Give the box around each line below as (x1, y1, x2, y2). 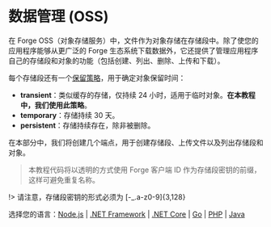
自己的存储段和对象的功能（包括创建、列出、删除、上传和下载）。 (8, 56, 225, 65)
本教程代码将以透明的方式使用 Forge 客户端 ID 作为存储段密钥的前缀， (28, 165, 261, 174)
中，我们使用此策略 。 (19, 100, 91, 110)
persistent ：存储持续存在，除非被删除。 (19, 120, 155, 130)
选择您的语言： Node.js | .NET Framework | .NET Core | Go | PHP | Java (8, 209, 245, 219)
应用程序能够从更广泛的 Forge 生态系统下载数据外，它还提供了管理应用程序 (8, 45, 259, 55)
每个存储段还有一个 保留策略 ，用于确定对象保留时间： (8, 73, 186, 82)
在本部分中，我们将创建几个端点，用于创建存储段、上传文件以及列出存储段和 (8, 137, 264, 147)
